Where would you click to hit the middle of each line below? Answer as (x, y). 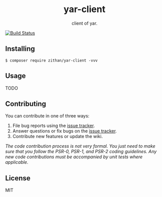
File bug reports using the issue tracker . (54, 126)
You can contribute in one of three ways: (47, 116)
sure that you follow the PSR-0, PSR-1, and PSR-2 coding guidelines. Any (81, 152)
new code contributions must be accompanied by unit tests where (74, 157)
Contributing (26, 104)
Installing (20, 49)
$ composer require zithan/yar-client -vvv (52, 60)
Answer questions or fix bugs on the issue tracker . (65, 131)
